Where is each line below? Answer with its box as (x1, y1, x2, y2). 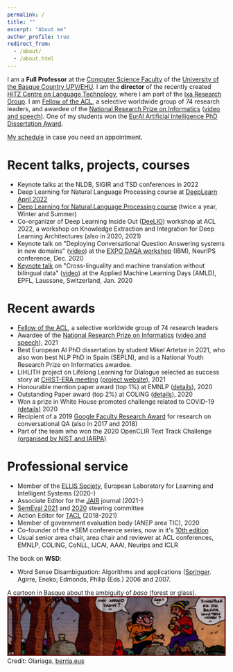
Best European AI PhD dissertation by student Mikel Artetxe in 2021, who (17, 345, 225, 354)
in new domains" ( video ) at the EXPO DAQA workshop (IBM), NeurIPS (17, 247, 216, 255)
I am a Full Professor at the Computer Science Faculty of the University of (7, 75, 220, 83)
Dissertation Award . (7, 119, 64, 128)
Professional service (7, 459, 129, 474)
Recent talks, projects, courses (7, 157, 191, 173)
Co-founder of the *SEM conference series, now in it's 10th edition (17, 525, 209, 534)
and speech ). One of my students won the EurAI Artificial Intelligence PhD (7, 112, 218, 120)
